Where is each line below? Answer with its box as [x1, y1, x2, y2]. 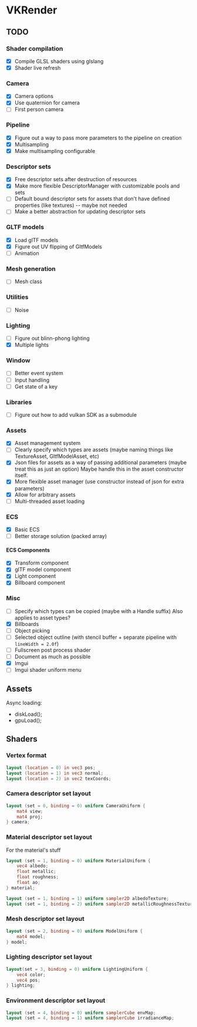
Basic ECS [14, 526, 40, 533]
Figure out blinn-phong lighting [14, 335, 90, 342]
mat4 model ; [16, 933, 46, 940]
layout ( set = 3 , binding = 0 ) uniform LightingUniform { [6, 966, 148, 972]
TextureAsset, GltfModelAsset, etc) [14, 453, 100, 460]
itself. [14, 472, 28, 479]
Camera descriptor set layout [6, 790, 91, 798]
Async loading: [6, 699, 42, 706]
